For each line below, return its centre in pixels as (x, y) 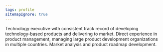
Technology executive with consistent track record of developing (72, 28)
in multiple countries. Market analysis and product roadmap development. (81, 44)
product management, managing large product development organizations (81, 39)
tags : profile (20, 10)
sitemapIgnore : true (27, 14)
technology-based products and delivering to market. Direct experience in (81, 34)
